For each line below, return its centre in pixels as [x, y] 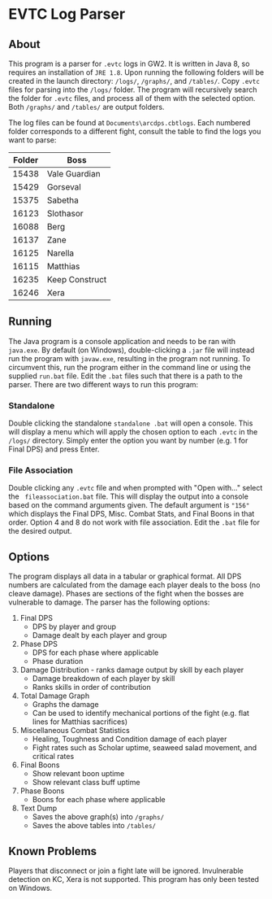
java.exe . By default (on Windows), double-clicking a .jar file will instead [132, 350]
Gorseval [64, 187]
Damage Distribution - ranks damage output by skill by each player [132, 670]
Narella [60, 253]
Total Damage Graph [55, 696]
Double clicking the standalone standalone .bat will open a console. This [131, 423]
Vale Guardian [73, 174]
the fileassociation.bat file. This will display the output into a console [129, 496]
